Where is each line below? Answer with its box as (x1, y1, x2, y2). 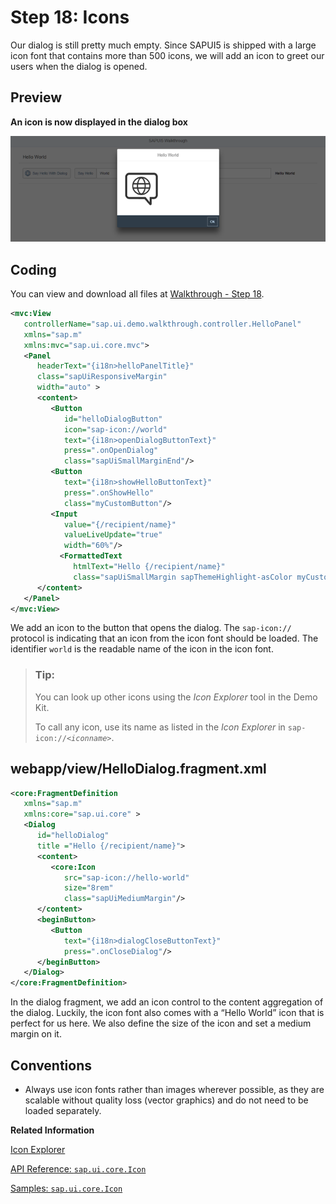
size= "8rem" (63, 883, 114, 893)
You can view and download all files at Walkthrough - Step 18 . (10, 288, 265, 300)
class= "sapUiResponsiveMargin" (36, 372, 168, 382)
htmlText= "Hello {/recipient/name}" (73, 562, 226, 572)
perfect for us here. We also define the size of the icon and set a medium (10, 1017, 312, 1030)
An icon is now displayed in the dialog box (10, 116, 188, 128)
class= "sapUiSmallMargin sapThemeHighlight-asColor (73, 572, 293, 582)
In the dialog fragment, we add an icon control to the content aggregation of (10, 996, 324, 1008)
